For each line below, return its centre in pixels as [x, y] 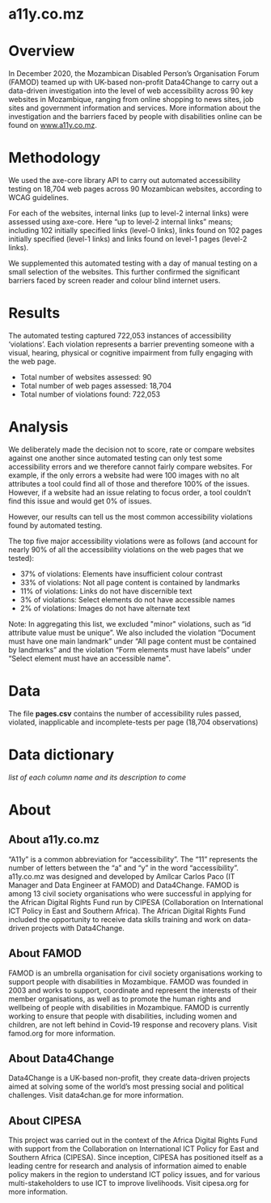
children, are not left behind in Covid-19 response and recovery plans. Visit [133, 1024]
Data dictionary [61, 755]
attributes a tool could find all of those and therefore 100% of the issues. [129, 483]
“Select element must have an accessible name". [90, 658]
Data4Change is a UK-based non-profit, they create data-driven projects [129, 1078]
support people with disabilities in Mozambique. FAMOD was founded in [129, 981]
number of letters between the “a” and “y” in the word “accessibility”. [123, 868]
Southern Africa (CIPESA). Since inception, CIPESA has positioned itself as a [136, 1158]
